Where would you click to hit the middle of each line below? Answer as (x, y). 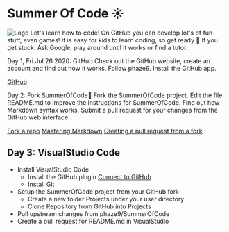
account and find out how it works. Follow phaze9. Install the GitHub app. (112, 68)
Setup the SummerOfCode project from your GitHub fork (98, 191)
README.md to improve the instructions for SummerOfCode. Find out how (113, 102)
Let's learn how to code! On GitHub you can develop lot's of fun (121, 33)
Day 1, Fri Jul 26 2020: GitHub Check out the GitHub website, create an (109, 60)
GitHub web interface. (39, 117)
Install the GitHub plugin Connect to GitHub (89, 176)
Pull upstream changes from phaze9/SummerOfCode (93, 213)
